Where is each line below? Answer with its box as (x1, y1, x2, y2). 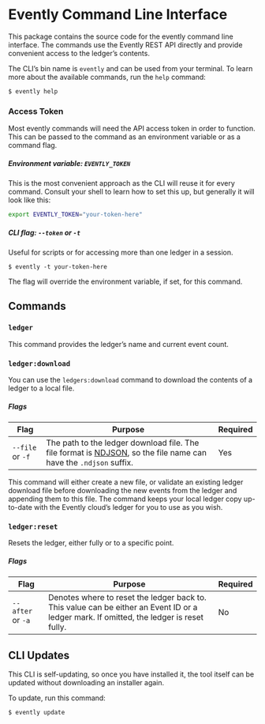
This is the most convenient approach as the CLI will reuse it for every (8, 179, 235, 188)
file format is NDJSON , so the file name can (46, 447, 207, 458)
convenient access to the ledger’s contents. (8, 48, 150, 58)
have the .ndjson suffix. (46, 457, 134, 468)
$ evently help (8, 87, 58, 96)
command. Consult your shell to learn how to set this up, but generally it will (8, 187, 255, 197)
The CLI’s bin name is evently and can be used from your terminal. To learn (8, 63, 253, 73)
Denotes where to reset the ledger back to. (48, 592, 207, 603)
